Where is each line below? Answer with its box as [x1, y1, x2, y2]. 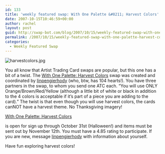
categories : [5, 39, 29, 44]
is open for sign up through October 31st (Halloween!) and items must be [5, 123, 152, 129]
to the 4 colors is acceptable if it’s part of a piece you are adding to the [5, 93, 149, 99]
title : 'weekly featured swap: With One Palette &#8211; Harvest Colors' [5, 12, 160, 17]
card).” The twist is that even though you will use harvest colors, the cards [5, 98, 156, 104]
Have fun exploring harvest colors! [5, 143, 75, 149]
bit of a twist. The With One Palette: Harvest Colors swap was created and [5, 72, 156, 78]
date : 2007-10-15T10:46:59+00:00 [5, 16, 74, 21]
